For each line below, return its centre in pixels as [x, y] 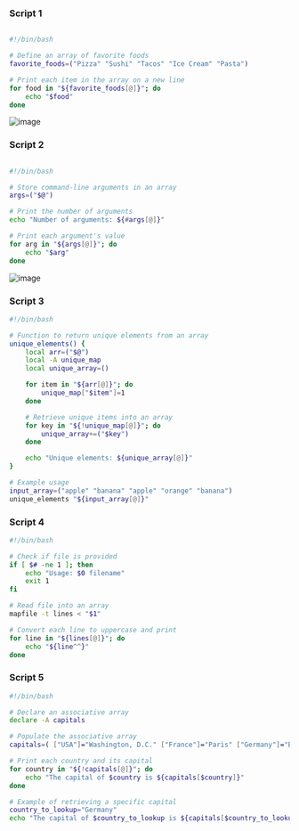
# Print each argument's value [67, 236]
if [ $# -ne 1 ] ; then [51, 565]
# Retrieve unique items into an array [99, 417]
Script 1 [26, 13]
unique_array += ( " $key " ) [85, 434]
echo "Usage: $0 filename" [75, 573]
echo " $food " [49, 96]
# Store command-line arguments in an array [93, 187]
